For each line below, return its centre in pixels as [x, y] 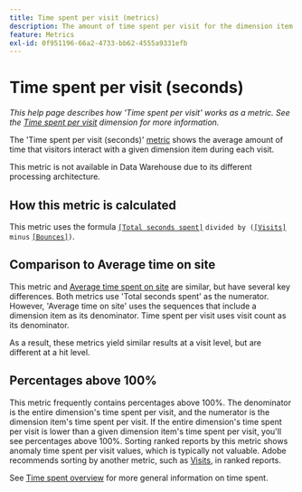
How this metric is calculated [93, 205]
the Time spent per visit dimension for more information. [114, 122]
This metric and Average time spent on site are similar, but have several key [150, 287]
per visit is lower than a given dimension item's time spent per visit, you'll [146, 431]
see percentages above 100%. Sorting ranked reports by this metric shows [149, 440]
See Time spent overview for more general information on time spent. [139, 478]
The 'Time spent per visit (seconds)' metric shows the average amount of [146, 140]
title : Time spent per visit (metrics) [85, 18]
